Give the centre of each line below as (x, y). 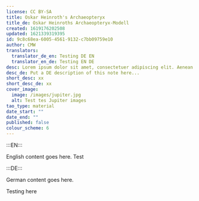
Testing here (21, 191)
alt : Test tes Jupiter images (49, 100)
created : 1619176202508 (36, 28)
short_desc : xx (25, 78)
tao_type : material (30, 106)
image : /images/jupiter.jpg (46, 95)
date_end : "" (22, 117)
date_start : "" (25, 112)
